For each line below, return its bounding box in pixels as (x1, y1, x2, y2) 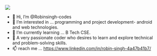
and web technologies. (12, 25, 59, 30)
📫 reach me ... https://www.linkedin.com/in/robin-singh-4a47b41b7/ (12, 46, 151, 51)
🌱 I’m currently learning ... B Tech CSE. (12, 29, 91, 35)
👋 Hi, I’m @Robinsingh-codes (12, 14, 72, 20)
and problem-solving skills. (12, 40, 67, 46)
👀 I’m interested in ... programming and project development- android (12, 19, 153, 25)
